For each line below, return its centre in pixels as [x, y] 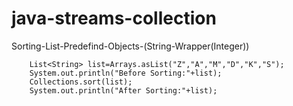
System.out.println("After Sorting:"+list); [123, 90]
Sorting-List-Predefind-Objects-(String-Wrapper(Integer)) [130, 46]
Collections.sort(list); [81, 82]
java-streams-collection [114, 18]
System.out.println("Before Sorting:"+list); [126, 73]
